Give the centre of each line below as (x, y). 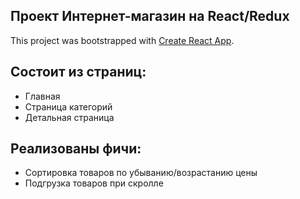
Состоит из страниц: (78, 72)
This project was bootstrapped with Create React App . (122, 40)
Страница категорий (68, 106)
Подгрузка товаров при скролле (94, 183)
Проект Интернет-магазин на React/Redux (150, 16)
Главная (42, 96)
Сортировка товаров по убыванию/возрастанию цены (141, 173)
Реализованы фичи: (76, 149)
